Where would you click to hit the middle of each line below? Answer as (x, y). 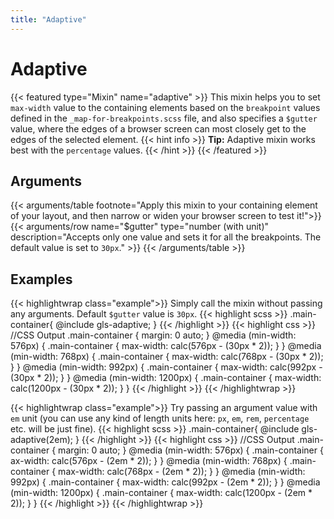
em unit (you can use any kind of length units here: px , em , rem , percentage (160, 418)
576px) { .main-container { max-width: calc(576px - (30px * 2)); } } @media (166, 346)
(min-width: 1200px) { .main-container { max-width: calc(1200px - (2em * (161, 493)
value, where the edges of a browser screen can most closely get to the (158, 128)
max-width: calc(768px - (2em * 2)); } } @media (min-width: (182, 472)
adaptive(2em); (41, 440)
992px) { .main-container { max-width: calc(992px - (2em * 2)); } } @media (165, 482)
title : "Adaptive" (48, 19)
